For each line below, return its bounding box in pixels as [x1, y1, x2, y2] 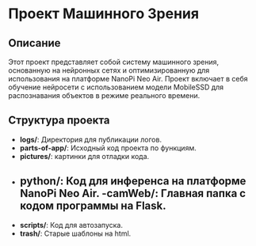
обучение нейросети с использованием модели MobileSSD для [8, 82, 224, 92]
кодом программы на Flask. [19, 199, 166, 213]
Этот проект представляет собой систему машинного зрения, [8, 57, 220, 66]
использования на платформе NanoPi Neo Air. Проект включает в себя [8, 74, 248, 83]
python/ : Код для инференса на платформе [19, 175, 246, 188]
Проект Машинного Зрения [8, 5, 200, 23]
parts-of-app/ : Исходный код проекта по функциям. [19, 143, 197, 153]
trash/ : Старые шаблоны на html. [19, 229, 132, 238]
